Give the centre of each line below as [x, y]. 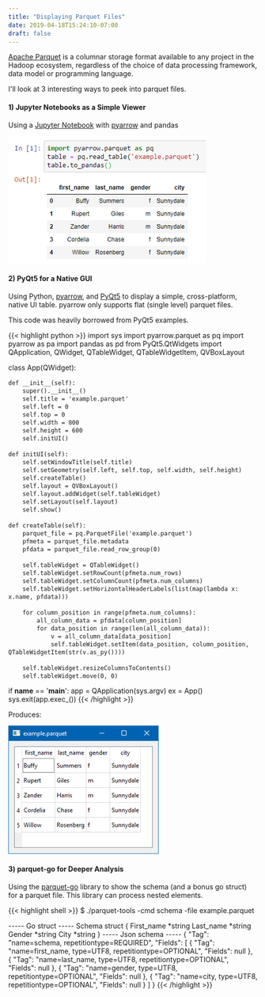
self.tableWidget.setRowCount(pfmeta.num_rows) [102, 573]
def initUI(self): [38, 454]
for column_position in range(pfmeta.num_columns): [109, 613]
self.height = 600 [53, 430]
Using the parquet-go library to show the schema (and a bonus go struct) [128, 886]
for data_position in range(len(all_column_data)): [124, 628]
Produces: [25, 714]
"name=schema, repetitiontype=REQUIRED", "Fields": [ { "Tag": [112, 942]
